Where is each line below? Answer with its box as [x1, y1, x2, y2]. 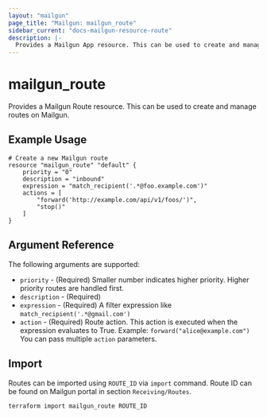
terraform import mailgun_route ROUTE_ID [8, 402, 148, 410]
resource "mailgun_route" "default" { [8, 161, 137, 169]
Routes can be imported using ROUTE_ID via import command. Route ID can [8, 378, 253, 388]
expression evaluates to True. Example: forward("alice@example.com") [19, 325, 250, 335]
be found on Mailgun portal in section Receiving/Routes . [8, 386, 192, 396]
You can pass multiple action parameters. [19, 334, 157, 343]
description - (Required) [19, 292, 102, 301]
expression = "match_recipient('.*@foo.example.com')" [22, 182, 208, 190]
